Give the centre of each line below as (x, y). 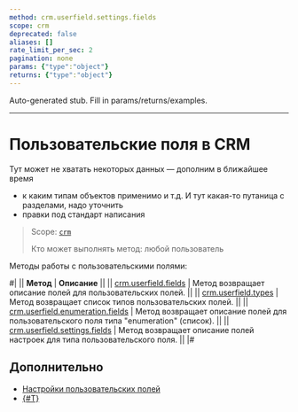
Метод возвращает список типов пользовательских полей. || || (129, 301)
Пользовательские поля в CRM (130, 144)
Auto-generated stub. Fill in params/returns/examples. (109, 100)
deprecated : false (43, 34)
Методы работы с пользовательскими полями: (98, 266)
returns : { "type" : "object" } (61, 75)
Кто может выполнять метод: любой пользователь (127, 248)
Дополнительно (56, 367)
